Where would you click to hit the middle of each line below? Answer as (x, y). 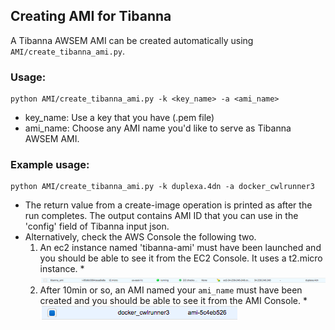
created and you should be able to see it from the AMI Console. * (173, 301)
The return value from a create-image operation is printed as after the (168, 205)
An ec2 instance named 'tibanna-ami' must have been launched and (180, 248)
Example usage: (50, 165)
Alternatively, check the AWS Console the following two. (140, 237)
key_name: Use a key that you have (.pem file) (119, 118)
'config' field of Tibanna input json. (97, 226)
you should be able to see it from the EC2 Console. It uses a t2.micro (181, 258)
